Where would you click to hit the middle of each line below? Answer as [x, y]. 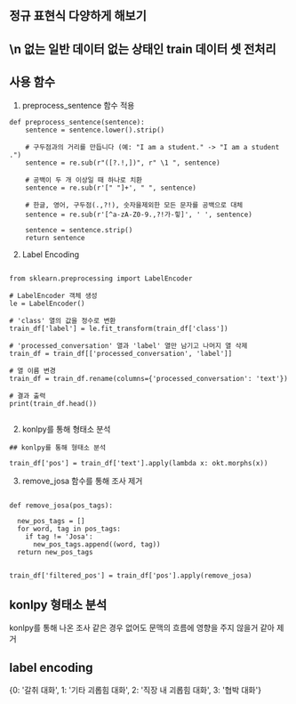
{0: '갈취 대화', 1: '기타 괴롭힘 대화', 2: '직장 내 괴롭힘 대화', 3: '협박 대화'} [136, 690]
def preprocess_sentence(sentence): [77, 122]
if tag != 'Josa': [59, 537]
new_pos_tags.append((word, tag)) [97, 544]
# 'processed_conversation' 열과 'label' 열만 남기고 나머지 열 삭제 [128, 345]
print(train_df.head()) [53, 403]
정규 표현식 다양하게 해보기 [78, 16]
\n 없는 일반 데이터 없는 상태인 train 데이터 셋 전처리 [143, 49]
